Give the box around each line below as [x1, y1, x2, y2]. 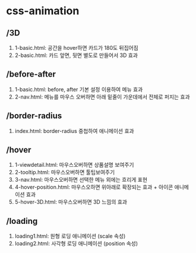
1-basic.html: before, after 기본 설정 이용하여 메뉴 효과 [14, 86, 143, 93]
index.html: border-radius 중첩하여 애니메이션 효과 [14, 127, 135, 134]
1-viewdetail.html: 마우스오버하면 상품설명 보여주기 [14, 162, 134, 169]
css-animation [6, 4, 80, 18]
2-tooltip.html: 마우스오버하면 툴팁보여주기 [14, 169, 115, 176]
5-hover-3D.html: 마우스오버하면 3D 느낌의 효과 [14, 198, 128, 205]
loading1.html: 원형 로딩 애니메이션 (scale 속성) [14, 233, 126, 240]
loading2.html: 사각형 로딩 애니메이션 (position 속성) [14, 240, 138, 247]
